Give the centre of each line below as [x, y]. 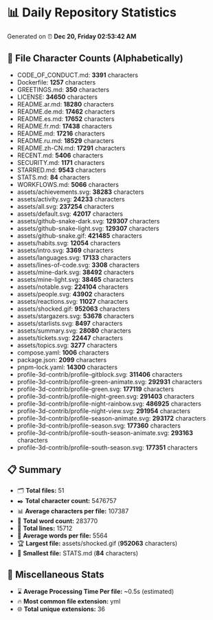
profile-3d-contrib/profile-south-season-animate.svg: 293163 [105, 432]
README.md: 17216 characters [61, 133]
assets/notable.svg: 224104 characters [73, 287]
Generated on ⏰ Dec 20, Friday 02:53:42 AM [72, 36]
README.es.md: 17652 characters [66, 119]
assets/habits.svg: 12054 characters [69, 243]
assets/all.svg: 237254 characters [66, 206]
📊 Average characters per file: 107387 [73, 511]
